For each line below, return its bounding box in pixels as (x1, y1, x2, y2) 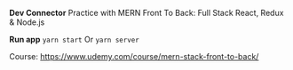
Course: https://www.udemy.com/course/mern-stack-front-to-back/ (9, 51, 259, 61)
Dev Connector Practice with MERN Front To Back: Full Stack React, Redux (9, 8, 284, 18)
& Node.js (9, 17, 45, 27)
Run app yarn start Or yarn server (9, 35, 139, 44)
